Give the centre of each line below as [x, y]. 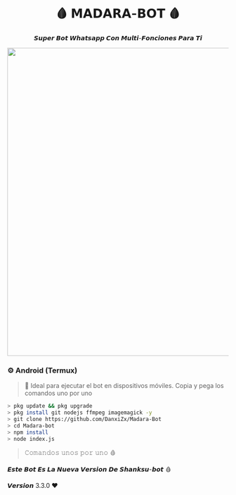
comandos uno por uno [58, 393]
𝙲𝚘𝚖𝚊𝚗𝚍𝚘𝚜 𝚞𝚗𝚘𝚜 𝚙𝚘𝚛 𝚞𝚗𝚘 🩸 [70, 453]
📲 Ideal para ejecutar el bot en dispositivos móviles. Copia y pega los [124, 386]
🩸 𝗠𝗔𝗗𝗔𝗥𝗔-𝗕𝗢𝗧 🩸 [118, 14]
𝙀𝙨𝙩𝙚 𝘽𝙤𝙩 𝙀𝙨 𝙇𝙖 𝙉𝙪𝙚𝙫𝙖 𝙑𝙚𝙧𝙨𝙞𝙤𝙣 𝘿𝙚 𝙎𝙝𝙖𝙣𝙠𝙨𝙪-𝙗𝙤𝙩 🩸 [90, 470]
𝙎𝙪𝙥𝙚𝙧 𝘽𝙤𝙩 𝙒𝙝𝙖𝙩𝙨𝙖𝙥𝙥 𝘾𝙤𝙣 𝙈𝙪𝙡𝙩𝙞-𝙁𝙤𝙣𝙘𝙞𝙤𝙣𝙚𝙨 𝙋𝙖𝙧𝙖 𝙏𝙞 [118, 38]
